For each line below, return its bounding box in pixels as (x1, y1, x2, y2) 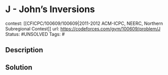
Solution (5, 63, 32, 71)
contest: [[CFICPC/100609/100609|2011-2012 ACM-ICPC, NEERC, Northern (5, 20, 163, 26)
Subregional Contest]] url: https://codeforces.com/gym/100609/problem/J (5, 25, 161, 31)
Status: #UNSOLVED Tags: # (5, 31, 65, 37)
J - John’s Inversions (5, 4, 95, 15)
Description (5, 46, 43, 54)
